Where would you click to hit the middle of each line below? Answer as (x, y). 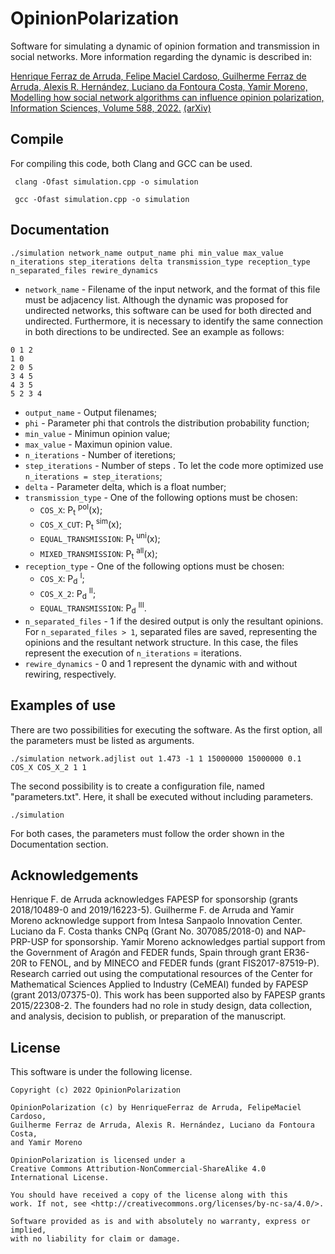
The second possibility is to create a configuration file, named (137, 786)
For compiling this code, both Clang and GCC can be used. (131, 163)
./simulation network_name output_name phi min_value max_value (147, 253)
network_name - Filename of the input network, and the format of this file (172, 289)
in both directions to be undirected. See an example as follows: (154, 331)
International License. (60, 1178)
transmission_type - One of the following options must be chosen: (161, 497)
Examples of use (63, 705)
